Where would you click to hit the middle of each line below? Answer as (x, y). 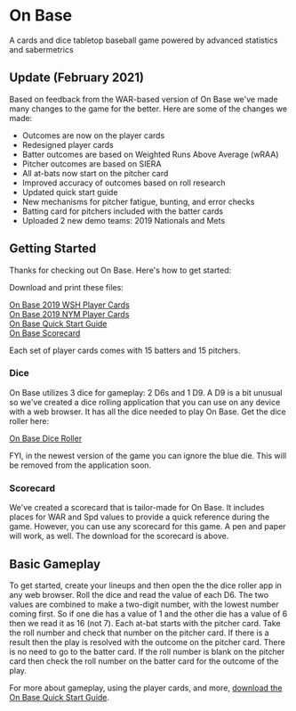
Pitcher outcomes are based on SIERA (92, 163)
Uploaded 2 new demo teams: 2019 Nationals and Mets (124, 220)
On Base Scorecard (45, 333)
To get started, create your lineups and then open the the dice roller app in (146, 585)
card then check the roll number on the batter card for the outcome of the (144, 661)
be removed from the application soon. (80, 465)
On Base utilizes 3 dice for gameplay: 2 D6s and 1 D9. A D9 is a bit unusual (146, 392)
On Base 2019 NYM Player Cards (69, 314)
